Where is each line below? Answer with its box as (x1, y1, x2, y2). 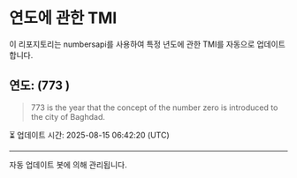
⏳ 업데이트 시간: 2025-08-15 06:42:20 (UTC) (9, 130, 170, 140)
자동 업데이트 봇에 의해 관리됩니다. (9, 159, 127, 170)
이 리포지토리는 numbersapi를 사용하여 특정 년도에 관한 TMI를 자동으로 (9, 39, 255, 49)
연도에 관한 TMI (9, 8, 118, 28)
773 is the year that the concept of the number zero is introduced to (30, 102, 278, 113)
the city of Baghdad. (30, 111, 106, 122)
